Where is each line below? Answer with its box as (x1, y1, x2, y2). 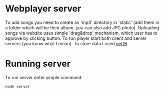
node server (5, 84, 30, 89)
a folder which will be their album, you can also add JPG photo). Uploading (5, 24, 159, 30)
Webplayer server (5, 3, 81, 14)
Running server (5, 58, 71, 70)
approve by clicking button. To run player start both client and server (5, 35, 146, 41)
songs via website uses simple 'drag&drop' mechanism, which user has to (5, 30, 157, 36)
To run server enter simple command (5, 74, 81, 80)
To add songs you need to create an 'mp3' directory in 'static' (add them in (5, 19, 159, 25)
